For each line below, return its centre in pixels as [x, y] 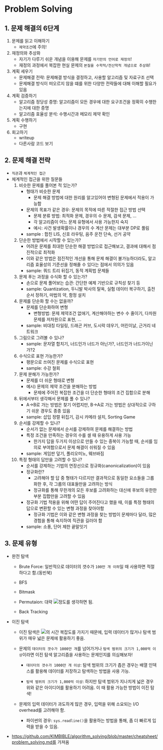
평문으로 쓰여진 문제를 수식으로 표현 [60, 362]
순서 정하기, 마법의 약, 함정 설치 [56, 295]
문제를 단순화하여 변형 [47, 307]
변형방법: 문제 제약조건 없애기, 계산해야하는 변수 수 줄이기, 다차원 [95, 313]
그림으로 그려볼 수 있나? [41, 337]
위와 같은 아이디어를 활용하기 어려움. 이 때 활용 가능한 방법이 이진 [88, 687]
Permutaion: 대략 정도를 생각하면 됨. [56, 602]
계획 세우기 [22, 71]
